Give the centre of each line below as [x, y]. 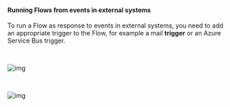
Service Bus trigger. [36, 41]
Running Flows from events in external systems [79, 10]
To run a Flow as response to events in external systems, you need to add [115, 26]
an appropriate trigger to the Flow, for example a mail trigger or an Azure [114, 33]
